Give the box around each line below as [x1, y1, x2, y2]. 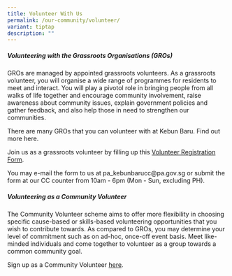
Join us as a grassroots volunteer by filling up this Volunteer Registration [7, 148, 216, 157]
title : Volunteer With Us [7, 10, 82, 17]
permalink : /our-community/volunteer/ [7, 17, 120, 24]
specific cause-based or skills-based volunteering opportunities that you [7, 217, 217, 226]
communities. [7, 113, 47, 122]
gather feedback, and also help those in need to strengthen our [7, 106, 189, 115]
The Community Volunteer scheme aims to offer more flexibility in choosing [7, 210, 225, 219]
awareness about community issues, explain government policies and [7, 99, 208, 107]
